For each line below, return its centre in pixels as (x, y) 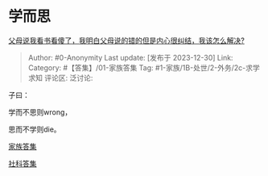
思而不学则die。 (35, 129)
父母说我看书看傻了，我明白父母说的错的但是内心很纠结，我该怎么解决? (127, 40)
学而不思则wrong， (40, 112)
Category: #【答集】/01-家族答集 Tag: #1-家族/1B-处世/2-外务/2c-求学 (144, 67)
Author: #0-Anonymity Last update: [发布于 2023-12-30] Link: (130, 57)
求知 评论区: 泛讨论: (60, 78)
